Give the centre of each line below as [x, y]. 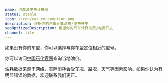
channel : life [20, 33]
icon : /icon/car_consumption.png [40, 19]
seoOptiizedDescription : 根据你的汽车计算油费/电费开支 [59, 28]
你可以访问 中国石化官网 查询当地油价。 [44, 58]
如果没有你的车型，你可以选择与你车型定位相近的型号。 [62, 48]
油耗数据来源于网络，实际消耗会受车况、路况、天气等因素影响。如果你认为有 [84, 69]
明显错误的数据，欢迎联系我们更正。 [42, 75]
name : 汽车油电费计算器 [27, 10]
